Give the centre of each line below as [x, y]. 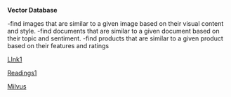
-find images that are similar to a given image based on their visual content [115, 23]
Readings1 [22, 73]
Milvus [17, 86]
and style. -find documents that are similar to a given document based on [113, 31]
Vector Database [32, 10]
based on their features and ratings [58, 46]
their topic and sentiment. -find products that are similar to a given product [115, 38]
